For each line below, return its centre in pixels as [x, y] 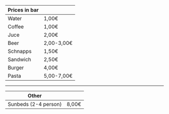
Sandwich [20, 59]
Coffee [16, 26]
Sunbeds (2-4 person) [35, 104]
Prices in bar [23, 10]
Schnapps [20, 51]
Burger [16, 68]
